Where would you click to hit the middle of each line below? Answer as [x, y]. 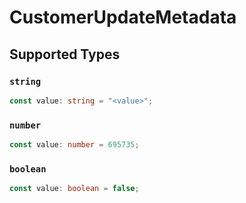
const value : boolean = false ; [74, 189]
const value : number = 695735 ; [74, 145]
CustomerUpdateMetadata [123, 17]
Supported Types [65, 54]
